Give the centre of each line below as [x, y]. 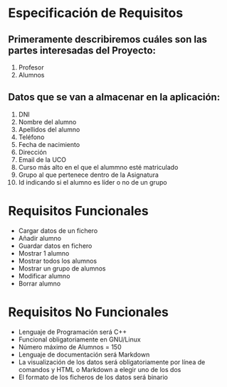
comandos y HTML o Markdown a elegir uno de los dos [100, 369]
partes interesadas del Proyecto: [82, 50]
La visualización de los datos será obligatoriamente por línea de [112, 362]
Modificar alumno [44, 276]
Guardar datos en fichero [55, 246]
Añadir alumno [40, 238]
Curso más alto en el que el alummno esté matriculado [98, 167]
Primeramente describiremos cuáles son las [108, 39]
